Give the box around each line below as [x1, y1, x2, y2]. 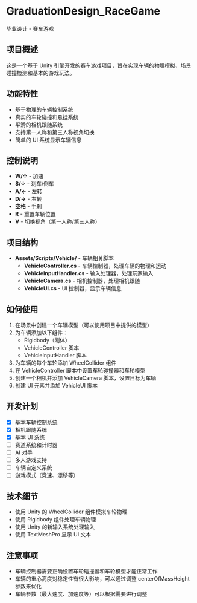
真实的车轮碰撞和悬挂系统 [14, 113, 79, 120]
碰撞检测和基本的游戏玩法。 [6, 69, 75, 76]
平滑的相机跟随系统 [14, 121, 63, 128]
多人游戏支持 [14, 457, 47, 464]
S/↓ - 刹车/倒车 [14, 180, 54, 187]
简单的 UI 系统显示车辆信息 [14, 136, 82, 143]
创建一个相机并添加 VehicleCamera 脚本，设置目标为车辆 [14, 374, 157, 382]
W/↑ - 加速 [14, 172, 44, 180]
